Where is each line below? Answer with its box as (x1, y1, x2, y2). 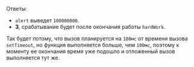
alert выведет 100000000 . (14, 17, 80, 24)
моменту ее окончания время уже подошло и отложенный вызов (6, 48, 175, 55)
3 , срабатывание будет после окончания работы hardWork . (14, 24, 166, 30)
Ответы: (6, 5, 27, 12)
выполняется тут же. (6, 54, 60, 61)
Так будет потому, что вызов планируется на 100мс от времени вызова (6, 35, 188, 42)
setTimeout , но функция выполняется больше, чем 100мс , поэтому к (6, 42, 180, 48)
